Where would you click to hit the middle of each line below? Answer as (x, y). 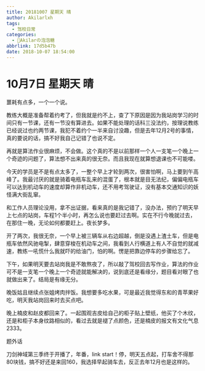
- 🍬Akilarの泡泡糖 (33, 40)
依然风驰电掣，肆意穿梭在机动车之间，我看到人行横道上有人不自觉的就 (105, 243)
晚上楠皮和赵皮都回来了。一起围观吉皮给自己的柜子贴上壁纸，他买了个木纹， (103, 313)
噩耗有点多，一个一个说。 (38, 102)
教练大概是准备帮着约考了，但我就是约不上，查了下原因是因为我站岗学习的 (100, 115)
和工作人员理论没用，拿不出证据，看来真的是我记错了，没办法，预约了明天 (100, 207)
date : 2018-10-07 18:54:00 (41, 52)
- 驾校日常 (24, 29)
